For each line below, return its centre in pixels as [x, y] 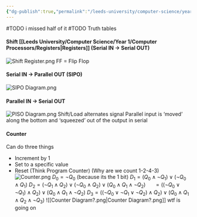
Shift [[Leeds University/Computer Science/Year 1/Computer [81, 42]
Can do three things [30, 147]
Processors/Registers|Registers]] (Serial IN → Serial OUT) [78, 48]
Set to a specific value [41, 165]
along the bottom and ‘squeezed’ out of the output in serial [77, 121]
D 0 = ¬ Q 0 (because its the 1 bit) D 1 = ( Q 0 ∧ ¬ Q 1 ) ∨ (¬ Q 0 [119, 178]
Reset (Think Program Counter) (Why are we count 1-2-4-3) [87, 171]
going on [25, 208]
